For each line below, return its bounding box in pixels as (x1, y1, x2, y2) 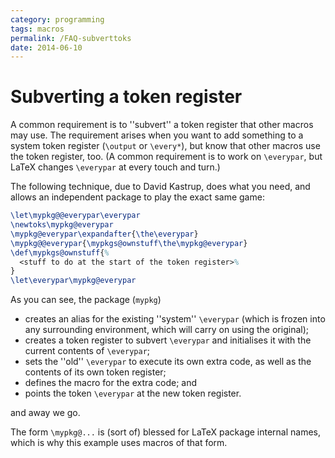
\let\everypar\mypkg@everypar (10, 276, 137, 286)
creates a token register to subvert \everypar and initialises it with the (24, 334, 312, 346)
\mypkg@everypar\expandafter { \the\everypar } (10, 229, 199, 239)
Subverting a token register (10, 86, 243, 108)
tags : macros (10, 24, 65, 34)
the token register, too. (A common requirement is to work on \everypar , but (10, 151, 323, 163)
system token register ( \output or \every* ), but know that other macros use (10, 140, 321, 152)
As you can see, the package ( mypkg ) (10, 294, 162, 306)
